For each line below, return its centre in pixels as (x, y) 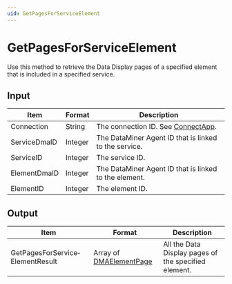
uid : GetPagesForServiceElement (54, 13)
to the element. (120, 178)
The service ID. (121, 158)
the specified (184, 261)
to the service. (119, 147)
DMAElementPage (123, 261)
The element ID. (122, 189)
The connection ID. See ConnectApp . (156, 127)
